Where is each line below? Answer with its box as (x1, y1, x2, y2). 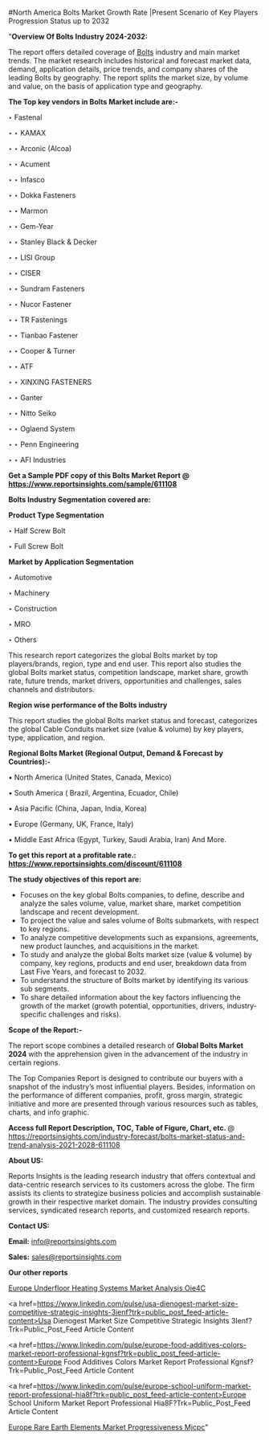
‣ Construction (8, 603, 58, 613)
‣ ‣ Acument (8, 159, 51, 169)
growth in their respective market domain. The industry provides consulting (8, 1197, 258, 1206)
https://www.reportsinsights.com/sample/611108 (8, 479, 177, 489)
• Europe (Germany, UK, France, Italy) (8, 820, 134, 828)
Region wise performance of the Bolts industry (8, 700, 168, 710)
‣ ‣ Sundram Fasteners (8, 284, 85, 293)
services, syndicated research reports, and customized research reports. (8, 1205, 251, 1215)
